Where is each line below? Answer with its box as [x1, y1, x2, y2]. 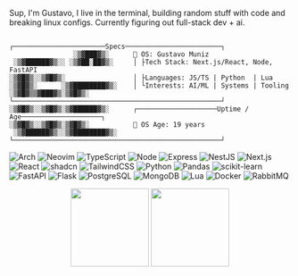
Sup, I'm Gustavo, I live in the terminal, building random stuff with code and [9, 8, 286, 18]
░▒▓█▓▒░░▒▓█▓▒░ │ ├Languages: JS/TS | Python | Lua [9, 73, 274, 82]
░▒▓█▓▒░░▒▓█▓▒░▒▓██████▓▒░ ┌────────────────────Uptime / [9, 105, 250, 113]
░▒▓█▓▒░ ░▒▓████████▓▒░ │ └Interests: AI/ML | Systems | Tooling [9, 81, 290, 90]
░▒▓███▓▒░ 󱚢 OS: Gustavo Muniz [72, 50, 210, 59]
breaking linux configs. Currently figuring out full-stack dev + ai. [9, 17, 245, 28]
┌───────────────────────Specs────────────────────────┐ [9, 42, 226, 51]
